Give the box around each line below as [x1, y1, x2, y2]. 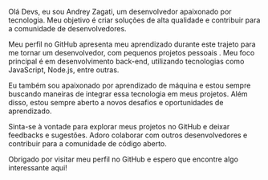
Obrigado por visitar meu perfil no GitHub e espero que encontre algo [8, 154, 239, 164]
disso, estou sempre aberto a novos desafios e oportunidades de [8, 98, 224, 107]
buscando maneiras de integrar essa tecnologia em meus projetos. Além [8, 89, 248, 99]
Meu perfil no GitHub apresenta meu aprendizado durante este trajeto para [8, 39, 256, 49]
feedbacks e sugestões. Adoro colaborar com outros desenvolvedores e [8, 130, 248, 140]
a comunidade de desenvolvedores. [8, 24, 127, 33]
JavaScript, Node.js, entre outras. [8, 65, 120, 75]
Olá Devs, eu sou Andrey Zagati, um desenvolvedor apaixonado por [8, 7, 232, 16]
